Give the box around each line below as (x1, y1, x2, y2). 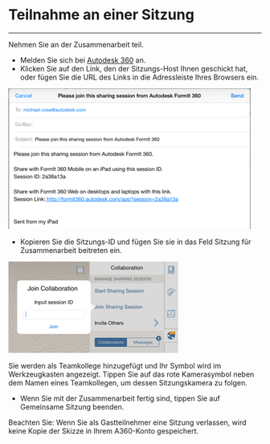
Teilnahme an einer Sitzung (8, 6, 194, 24)
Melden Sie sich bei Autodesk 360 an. (19, 55, 146, 65)
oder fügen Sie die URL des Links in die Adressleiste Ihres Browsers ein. (19, 72, 260, 82)
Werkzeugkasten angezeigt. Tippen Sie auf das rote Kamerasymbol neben (8, 369, 255, 379)
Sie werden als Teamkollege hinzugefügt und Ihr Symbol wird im (8, 360, 222, 370)
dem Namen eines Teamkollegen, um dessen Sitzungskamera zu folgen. (8, 377, 247, 387)
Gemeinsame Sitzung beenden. (19, 401, 125, 411)
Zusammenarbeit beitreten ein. (19, 245, 122, 255)
